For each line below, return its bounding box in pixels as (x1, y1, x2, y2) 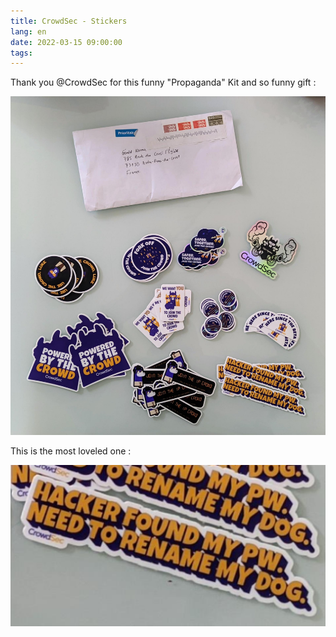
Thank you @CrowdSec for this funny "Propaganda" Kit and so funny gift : (10, 76, 317, 89)
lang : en (10, 26, 47, 37)
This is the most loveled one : (10, 445, 132, 457)
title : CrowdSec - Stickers (10, 16, 128, 26)
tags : (10, 48, 33, 58)
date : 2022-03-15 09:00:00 (10, 37, 123, 47)
